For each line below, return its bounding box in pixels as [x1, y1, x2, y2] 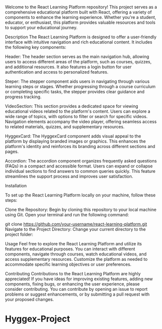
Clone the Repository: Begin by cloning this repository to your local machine [5, 207, 157, 212]
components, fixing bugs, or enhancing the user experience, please [5, 281, 140, 287]
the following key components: [5, 45, 66, 50]
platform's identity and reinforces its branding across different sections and [5, 144, 156, 149]
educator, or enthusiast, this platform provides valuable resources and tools [5, 19, 156, 25]
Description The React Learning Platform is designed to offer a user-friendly [5, 34, 157, 40]
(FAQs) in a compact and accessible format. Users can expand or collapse [5, 163, 153, 169]
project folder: [5, 232, 33, 237]
